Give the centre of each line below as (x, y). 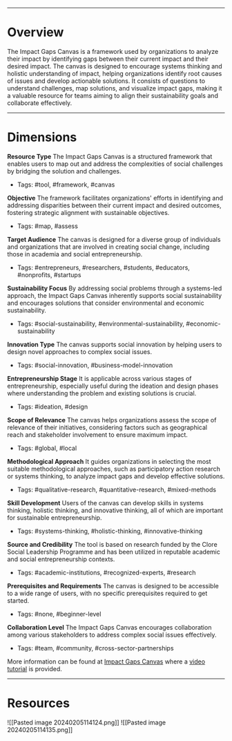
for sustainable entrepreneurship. (55, 517)
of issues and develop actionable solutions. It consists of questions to (106, 81)
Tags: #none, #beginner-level (59, 614)
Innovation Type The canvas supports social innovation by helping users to (115, 344)
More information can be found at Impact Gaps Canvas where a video (106, 662)
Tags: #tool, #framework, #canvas (66, 185)
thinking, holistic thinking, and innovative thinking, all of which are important (115, 510)
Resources (39, 703)
